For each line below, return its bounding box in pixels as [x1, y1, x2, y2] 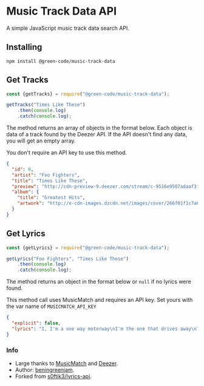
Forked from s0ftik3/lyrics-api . [15, 373, 92, 380]
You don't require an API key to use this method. [6, 149, 127, 156]
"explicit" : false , [12, 320, 61, 326]
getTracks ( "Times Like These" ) [6, 102, 86, 108]
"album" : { [12, 189, 39, 195]
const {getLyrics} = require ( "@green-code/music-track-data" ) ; [6, 245, 170, 251]
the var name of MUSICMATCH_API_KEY [6, 303, 97, 310]
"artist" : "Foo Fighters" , [12, 172, 80, 178]
